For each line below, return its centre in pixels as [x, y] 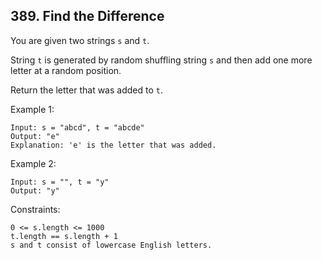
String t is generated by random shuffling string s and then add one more [161, 60]
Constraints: [35, 209]
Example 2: [33, 163]
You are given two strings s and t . [80, 40]
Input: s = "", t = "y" [60, 182]
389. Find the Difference [87, 16]
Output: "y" [35, 190]
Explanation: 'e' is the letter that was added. [113, 145]
